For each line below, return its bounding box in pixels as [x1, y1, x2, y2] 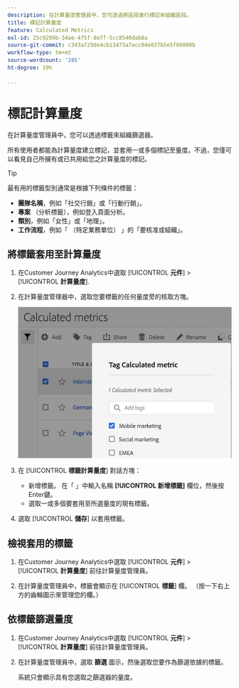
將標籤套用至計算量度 [7, 248, 101, 260]
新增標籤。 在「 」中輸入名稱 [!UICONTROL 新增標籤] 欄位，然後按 [28, 481, 225, 490]
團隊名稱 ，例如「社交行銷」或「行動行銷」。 [17, 198, 146, 207]
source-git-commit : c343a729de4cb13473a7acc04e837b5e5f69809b [7, 41, 196, 49]
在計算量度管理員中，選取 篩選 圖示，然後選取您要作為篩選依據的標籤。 [17, 657, 228, 666]
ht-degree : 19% [7, 64, 53, 71]
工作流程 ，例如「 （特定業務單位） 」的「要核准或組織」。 [17, 225, 187, 234]
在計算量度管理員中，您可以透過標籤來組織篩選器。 [7, 130, 157, 139]
